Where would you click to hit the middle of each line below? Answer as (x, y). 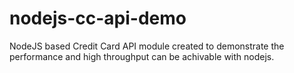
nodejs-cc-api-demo (98, 18)
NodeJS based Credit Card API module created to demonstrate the (147, 46)
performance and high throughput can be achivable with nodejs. (142, 56)
